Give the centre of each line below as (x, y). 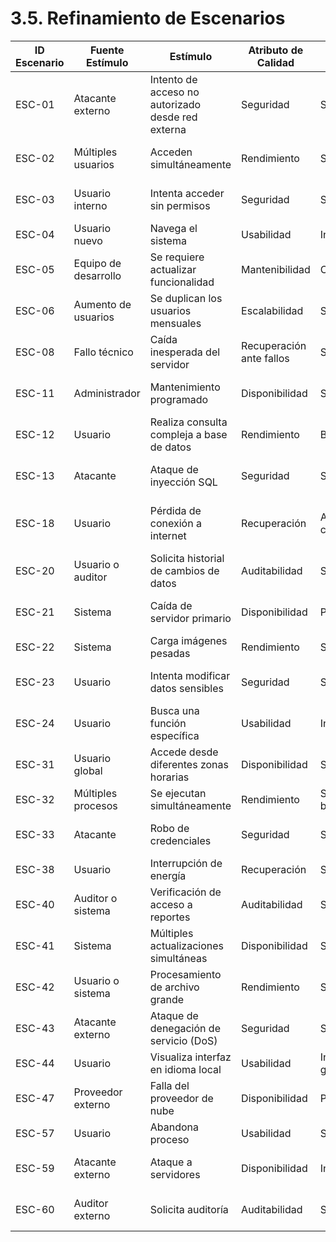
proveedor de (181, 1098)
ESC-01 (35, 104)
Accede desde (184, 752)
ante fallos (265, 358)
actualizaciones (186, 945)
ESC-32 (35, 799)
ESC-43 (35, 1028)
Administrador (107, 393)
